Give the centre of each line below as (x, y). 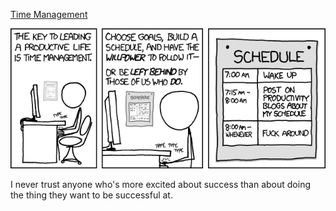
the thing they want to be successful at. (91, 195)
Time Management (49, 14)
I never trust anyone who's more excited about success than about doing (161, 184)
